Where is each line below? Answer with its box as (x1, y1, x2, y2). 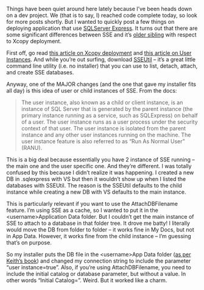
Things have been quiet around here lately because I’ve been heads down (6, 5, 192, 12)
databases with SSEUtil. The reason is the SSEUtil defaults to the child (6, 182, 183, 189)
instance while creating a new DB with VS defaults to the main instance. (6, 188, 186, 196)
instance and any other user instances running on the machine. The (21, 131, 191, 138)
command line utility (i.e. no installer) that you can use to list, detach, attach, (6, 62, 198, 69)
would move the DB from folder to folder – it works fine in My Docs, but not (6, 226, 195, 233)
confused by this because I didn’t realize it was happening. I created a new (6, 169, 194, 176)
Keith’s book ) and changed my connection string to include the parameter (6, 257, 191, 264)
